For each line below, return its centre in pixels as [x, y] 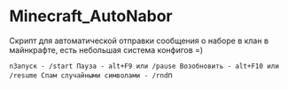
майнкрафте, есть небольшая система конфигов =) [106, 49]
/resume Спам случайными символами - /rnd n [91, 74]
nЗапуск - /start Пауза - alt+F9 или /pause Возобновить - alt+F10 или [144, 66]
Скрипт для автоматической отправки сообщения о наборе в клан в [139, 41]
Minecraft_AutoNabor [91, 16]
